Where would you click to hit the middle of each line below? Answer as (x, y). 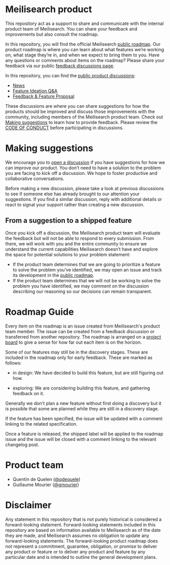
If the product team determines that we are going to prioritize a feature (87, 264)
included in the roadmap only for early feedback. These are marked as (79, 358)
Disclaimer (28, 505)
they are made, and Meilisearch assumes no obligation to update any (77, 536)
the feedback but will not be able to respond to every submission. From (80, 238)
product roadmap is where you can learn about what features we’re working (85, 49)
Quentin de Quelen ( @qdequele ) (46, 479)
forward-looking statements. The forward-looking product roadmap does (82, 541)
